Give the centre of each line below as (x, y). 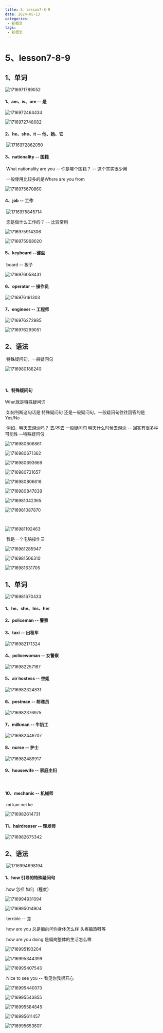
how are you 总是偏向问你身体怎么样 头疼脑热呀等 (56, 929)
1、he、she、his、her (27, 608)
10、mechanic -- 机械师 (29, 793)
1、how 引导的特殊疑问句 (30, 878)
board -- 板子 (19, 265)
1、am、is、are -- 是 (26, 101)
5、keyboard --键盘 (25, 253)
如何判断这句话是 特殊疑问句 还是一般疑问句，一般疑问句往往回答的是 (75, 412)
